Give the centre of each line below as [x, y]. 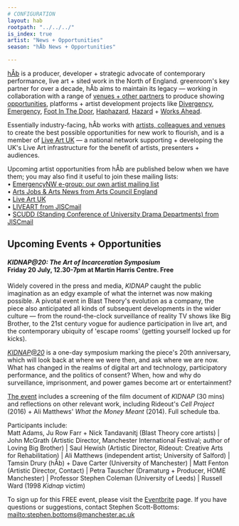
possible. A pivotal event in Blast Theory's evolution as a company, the [111, 301]
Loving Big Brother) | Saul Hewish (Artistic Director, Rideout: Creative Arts [115, 448]
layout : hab [25, 21]
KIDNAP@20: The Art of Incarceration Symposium [84, 262]
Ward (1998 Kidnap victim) [46, 485]
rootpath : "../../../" [41, 27]
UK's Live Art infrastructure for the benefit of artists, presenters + [103, 147]
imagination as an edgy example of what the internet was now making [110, 293]
